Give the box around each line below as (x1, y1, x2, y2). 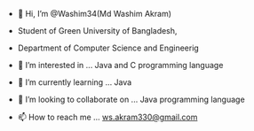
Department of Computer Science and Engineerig (17, 42, 200, 53)
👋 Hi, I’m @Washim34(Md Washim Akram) (17, 9, 171, 19)
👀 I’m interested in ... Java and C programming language (17, 60, 224, 70)
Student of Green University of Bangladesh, (17, 26, 178, 35)
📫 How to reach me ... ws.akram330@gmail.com (17, 112, 198, 122)
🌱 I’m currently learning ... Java (17, 77, 132, 88)
